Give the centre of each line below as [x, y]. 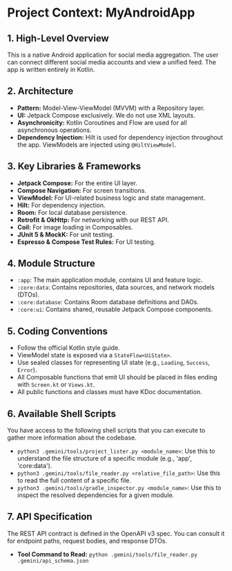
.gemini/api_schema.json [53, 561]
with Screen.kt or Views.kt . [56, 384]
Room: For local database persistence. [72, 212]
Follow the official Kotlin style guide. [68, 348]
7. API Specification [50, 517]
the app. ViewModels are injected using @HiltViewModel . [97, 144]
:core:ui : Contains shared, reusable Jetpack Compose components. [115, 310]
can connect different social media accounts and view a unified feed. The [112, 62]
